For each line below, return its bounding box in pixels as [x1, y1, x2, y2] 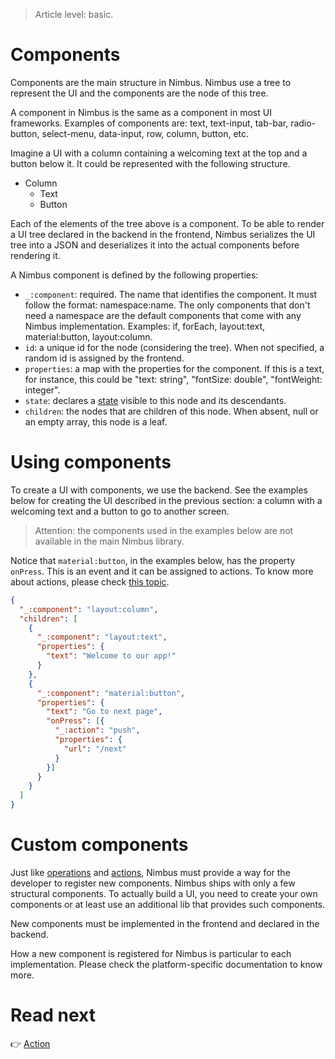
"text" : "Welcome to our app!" [46, 651, 177, 661]
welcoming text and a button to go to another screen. [10, 505, 230, 517]
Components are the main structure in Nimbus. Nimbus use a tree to [10, 76, 292, 88]
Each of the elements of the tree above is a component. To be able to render [10, 217, 325, 229]
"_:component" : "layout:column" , [19, 604, 159, 614]
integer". [24, 384, 61, 396]
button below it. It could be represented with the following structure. [10, 157, 291, 169]
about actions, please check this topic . [10, 575, 170, 588]
